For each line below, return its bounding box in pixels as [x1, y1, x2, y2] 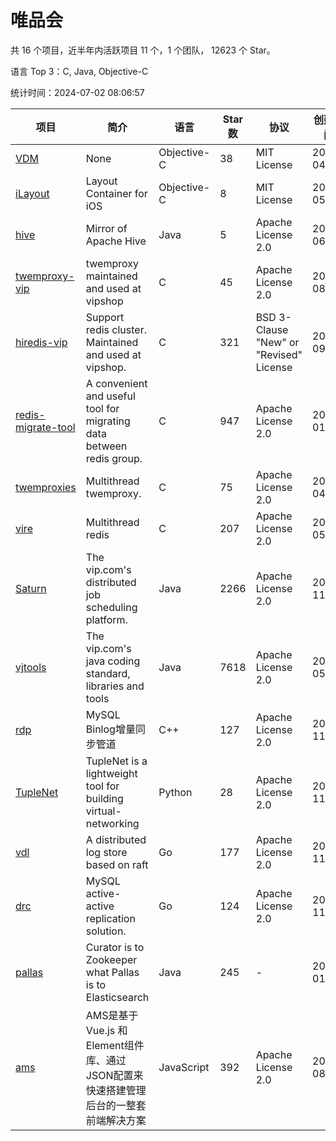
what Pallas [85, 965, 140, 979]
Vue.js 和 [85, 1023, 128, 1037]
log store [85, 845, 128, 859]
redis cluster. [85, 322, 147, 336]
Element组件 [85, 1038, 145, 1052]
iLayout [15, 186, 50, 200]
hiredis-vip [15, 335, 68, 349]
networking [85, 816, 140, 830]
